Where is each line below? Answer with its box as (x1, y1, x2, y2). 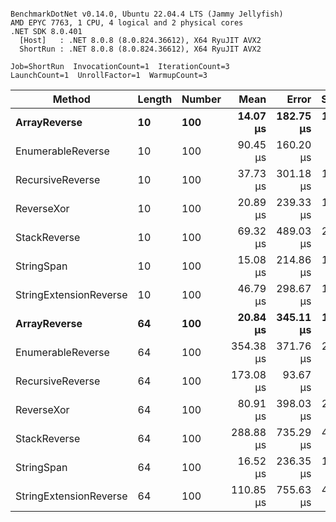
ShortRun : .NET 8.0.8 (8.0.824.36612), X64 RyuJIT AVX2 (19, 44, 262, 54)
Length (137, 92, 173, 106)
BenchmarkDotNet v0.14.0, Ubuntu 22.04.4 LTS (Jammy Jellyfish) (10, 9, 284, 19)
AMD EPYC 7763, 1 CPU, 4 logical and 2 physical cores (10, 18, 244, 28)
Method (52, 92, 91, 106)
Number (181, 92, 222, 106)
